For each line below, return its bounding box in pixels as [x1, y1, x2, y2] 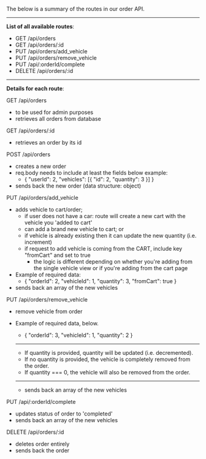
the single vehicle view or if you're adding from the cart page [33, 265, 188, 271]
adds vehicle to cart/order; [15, 206, 83, 213]
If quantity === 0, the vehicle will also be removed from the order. [24, 369, 191, 376]
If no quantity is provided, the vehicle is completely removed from [24, 355, 191, 363]
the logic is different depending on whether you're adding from [33, 258, 193, 265]
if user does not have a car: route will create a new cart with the [24, 213, 186, 219]
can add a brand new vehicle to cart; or [24, 226, 124, 232]
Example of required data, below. [15, 320, 99, 327]
